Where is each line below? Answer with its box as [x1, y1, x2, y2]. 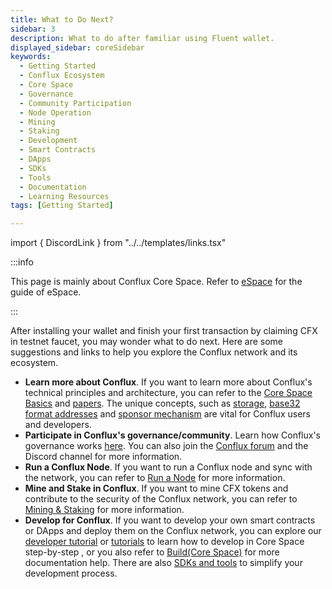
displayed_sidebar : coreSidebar [10, 42, 145, 53]
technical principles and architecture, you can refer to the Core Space [24, 387, 313, 399]
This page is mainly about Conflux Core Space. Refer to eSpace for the [10, 276, 303, 288]
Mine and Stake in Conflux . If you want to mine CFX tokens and [24, 482, 289, 495]
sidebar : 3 [10, 24, 56, 34]
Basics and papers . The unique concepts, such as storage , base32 [24, 397, 301, 410]
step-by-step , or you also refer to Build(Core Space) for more [24, 546, 280, 558]
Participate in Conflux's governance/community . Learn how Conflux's [24, 429, 322, 441]
